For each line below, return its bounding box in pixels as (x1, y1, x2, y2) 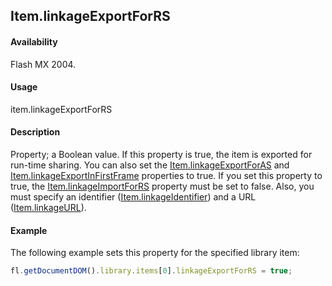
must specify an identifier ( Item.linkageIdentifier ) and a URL (10, 191, 257, 203)
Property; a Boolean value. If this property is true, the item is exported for (10, 149, 313, 160)
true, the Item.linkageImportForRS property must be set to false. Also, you (10, 180, 315, 192)
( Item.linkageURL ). (10, 202, 87, 213)
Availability (10, 35, 58, 48)
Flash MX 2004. (10, 58, 77, 70)
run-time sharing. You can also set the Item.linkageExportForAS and (10, 159, 290, 171)
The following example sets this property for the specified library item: (10, 247, 300, 259)
